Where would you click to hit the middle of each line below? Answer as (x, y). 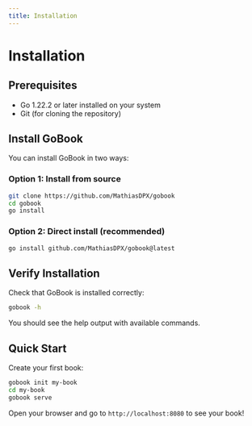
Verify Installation (54, 273)
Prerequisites (43, 86)
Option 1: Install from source (65, 179)
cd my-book (27, 390)
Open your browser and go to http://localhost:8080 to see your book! (126, 413)
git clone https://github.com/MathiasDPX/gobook (92, 196)
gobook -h (25, 307)
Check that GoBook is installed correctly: (76, 293)
